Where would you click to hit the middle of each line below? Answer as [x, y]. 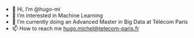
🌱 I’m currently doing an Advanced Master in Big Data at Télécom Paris [100, 22]
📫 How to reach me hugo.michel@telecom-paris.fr [76, 28]
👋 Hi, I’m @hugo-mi [36, 9]
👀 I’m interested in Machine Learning [58, 15]
